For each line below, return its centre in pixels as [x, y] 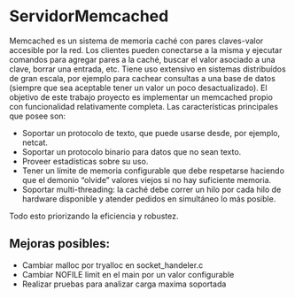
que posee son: [38, 116]
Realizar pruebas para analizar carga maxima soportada [124, 284]
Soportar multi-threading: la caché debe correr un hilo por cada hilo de [151, 189]
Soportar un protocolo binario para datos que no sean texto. [132, 151]
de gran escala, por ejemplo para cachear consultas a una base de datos [143, 78]
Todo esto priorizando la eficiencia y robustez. [94, 216]
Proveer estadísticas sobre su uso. [85, 161]
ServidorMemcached [89, 16]
